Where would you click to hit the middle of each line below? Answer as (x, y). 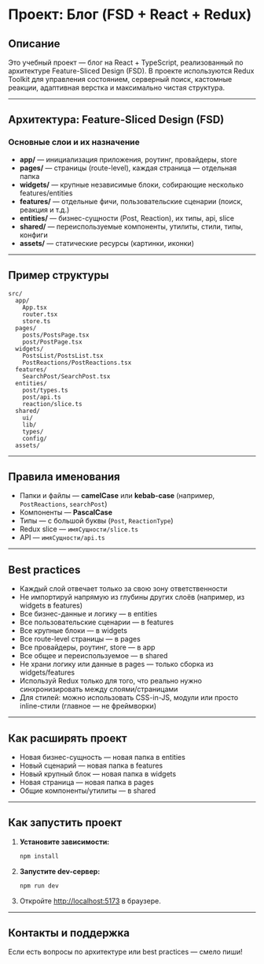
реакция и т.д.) (44, 210)
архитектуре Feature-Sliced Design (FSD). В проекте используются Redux (131, 71)
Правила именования (64, 476)
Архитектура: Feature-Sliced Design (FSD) (116, 120)
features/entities (46, 193)
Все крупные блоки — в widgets (73, 631)
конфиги (34, 235)
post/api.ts (42, 397)
